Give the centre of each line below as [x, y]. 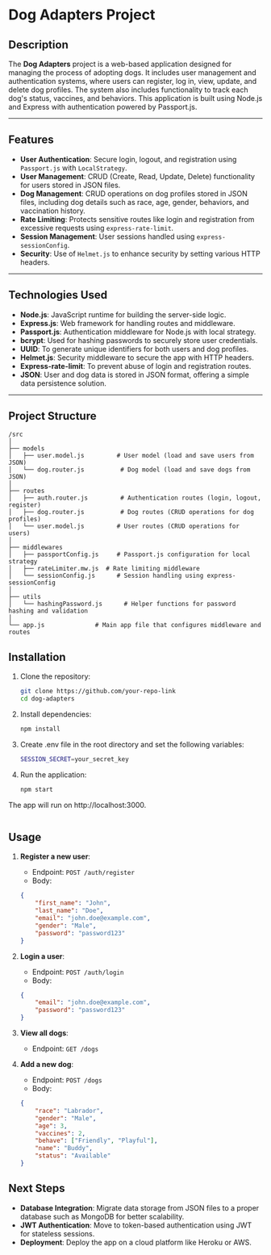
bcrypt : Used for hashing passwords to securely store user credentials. [139, 340]
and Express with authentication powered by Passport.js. [103, 107]
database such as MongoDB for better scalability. [102, 1216]
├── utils [25, 597]
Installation [37, 657]
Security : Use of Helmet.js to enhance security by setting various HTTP [140, 253]
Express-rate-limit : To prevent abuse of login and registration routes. [135, 366]
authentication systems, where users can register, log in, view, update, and [133, 81]
